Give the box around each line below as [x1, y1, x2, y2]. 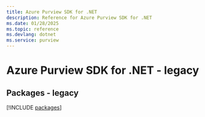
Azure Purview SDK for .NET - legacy [6, 63, 199, 77]
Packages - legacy [6, 88, 79, 98]
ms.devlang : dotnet [6, 32, 56, 38]
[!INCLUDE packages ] [6, 104, 62, 111]
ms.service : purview [6, 37, 60, 43]
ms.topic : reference [6, 26, 60, 32]
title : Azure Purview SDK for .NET [6, 9, 98, 15]
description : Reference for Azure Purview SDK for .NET [6, 15, 152, 21]
